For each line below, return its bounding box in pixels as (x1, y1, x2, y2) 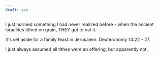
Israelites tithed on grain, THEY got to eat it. (5, 26, 97, 33)
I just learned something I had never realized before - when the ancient (5, 21, 154, 27)
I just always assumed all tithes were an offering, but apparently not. (5, 46, 148, 52)
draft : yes (5, 7, 28, 13)
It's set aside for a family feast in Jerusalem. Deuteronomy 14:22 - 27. (5, 36, 151, 42)
